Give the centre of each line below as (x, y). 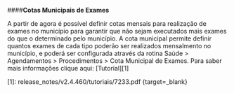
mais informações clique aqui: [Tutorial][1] (68, 68)
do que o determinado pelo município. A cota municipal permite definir (110, 38)
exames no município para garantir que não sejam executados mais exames (117, 31)
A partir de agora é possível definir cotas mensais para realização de (107, 23)
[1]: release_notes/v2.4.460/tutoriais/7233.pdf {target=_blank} (98, 82)
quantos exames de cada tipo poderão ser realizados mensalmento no (109, 46)
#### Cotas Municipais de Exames (58, 10)
